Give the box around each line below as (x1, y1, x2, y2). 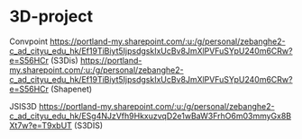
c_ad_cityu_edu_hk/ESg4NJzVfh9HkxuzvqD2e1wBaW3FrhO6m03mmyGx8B (9, 110, 292, 121)
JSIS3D (9, 100, 38, 111)
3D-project (9, 6, 93, 27)
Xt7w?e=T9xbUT (9, 119, 72, 131)
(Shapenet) (50, 83, 93, 94)
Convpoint (9, 36, 48, 47)
